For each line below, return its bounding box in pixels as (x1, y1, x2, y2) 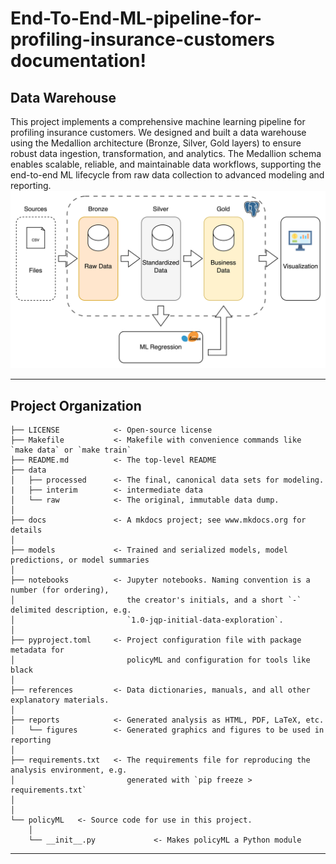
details (10, 525, 43, 536)
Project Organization (10, 397, 142, 414)
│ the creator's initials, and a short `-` (10, 595, 302, 606)
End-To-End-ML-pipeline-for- (10, 7, 262, 30)
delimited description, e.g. (10, 605, 132, 616)
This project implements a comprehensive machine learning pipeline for (10, 116, 306, 127)
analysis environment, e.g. (10, 765, 128, 776)
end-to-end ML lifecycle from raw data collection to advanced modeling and (10, 169, 325, 181)
